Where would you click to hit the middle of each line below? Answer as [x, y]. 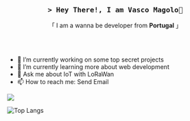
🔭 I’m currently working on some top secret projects [91, 59]
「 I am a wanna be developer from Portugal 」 [115, 25]
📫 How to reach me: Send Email [63, 82]
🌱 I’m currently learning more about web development [93, 67]
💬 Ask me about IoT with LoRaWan [66, 75]
